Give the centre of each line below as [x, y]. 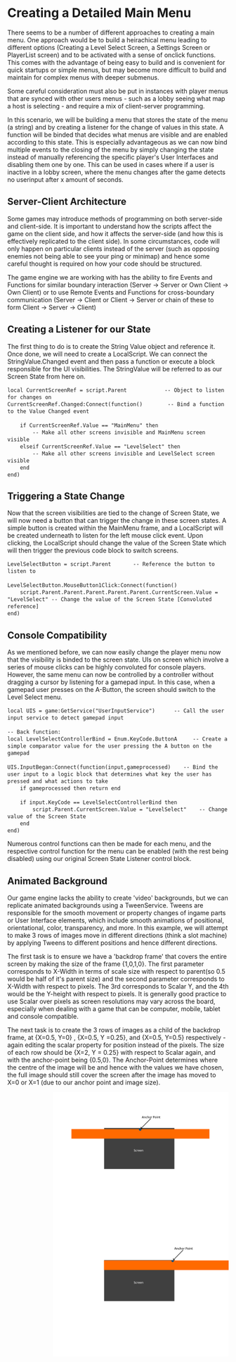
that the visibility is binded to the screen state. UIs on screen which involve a [118, 660]
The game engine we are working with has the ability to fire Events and [110, 277]
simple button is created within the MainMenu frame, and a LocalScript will [115, 528]
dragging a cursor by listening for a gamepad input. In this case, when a [111, 682]
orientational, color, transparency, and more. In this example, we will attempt [118, 928]
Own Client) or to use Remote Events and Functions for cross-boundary [111, 292]
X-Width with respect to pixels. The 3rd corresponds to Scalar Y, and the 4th [118, 986]
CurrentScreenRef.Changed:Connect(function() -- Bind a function [116, 404]
